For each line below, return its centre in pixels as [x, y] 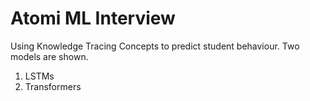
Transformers [53, 86]
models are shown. [49, 56]
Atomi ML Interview [93, 18]
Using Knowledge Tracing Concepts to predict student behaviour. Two [155, 46]
